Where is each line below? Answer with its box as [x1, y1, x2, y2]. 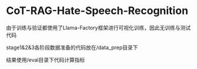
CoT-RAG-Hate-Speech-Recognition [6, 4, 189, 18]
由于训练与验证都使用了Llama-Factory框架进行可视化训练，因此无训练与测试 [6, 24, 191, 31]
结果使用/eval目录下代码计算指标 [6, 56, 85, 63]
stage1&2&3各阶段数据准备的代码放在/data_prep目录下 [6, 44, 138, 51]
